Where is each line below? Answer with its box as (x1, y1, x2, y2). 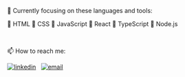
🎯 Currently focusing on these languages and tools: (7, 7, 153, 14)
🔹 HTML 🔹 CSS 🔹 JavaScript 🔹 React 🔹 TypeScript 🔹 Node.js (7, 20, 178, 27)
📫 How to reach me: (7, 47, 66, 55)
